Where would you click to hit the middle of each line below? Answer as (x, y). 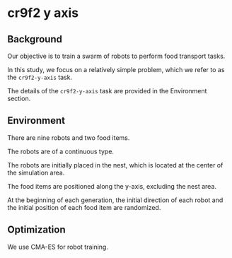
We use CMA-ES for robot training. (58, 247)
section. (19, 98)
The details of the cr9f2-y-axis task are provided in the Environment (107, 91)
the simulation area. (36, 172)
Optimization (36, 230)
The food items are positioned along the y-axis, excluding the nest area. (112, 186)
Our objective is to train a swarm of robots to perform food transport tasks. (116, 56)
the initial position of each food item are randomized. (84, 207)
